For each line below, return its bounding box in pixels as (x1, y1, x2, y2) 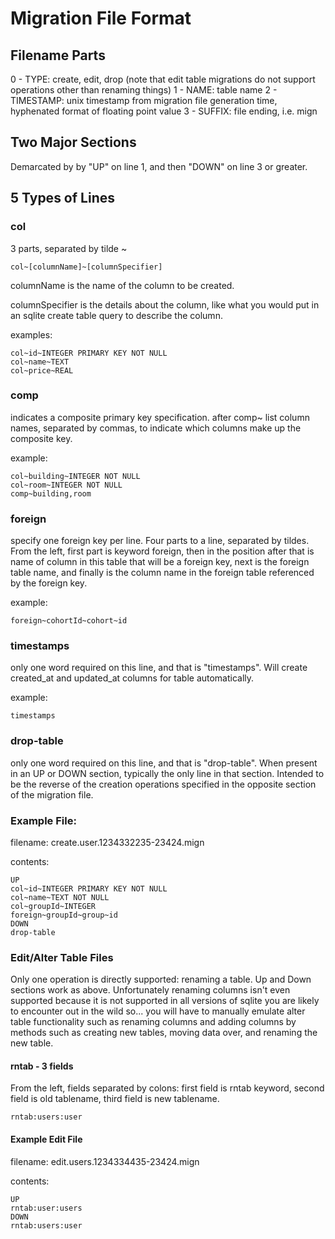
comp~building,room (10, 488, 92, 499)
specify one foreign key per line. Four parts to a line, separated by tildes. (10, 535, 310, 547)
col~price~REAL (10, 365, 74, 376)
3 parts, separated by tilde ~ (10, 242, 128, 254)
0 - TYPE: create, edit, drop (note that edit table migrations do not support (10, 73, 316, 85)
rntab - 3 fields (10, 1060, 74, 1072)
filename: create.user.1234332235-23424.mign (10, 836, 205, 848)
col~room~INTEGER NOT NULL (10, 480, 123, 490)
